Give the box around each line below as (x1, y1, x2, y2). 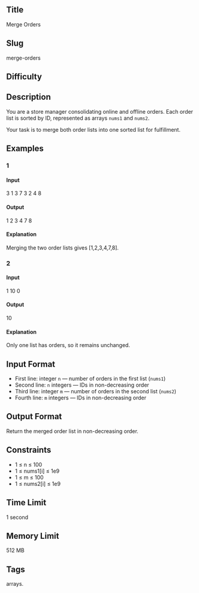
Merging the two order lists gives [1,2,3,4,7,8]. (6, 244, 119, 251)
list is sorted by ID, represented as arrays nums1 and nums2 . (6, 114, 150, 121)
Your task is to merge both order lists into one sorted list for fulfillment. (6, 126, 181, 133)
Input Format (6, 359, 56, 369)
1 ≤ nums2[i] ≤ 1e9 (14, 480, 61, 487)
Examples (6, 144, 44, 154)
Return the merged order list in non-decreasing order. (6, 427, 139, 435)
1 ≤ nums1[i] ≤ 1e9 (14, 467, 60, 475)
